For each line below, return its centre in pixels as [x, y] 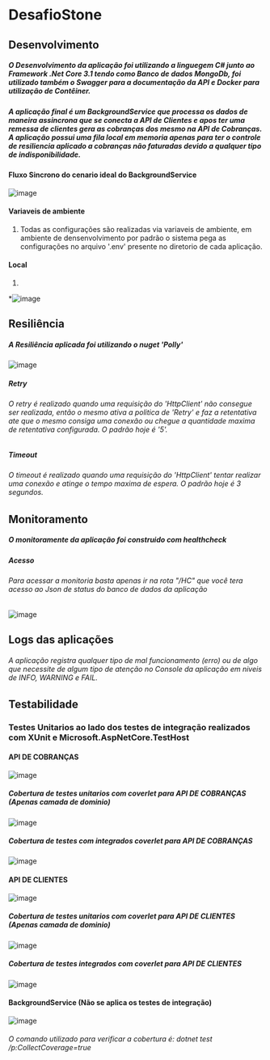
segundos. [26, 492]
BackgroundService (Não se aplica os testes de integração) [110, 1003]
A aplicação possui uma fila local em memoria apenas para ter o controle [135, 137]
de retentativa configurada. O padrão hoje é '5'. [88, 429]
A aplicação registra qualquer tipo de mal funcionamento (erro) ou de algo [133, 660]
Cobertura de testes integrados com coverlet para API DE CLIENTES [125, 964]
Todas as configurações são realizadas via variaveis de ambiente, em [136, 229]
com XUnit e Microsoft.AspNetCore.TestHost [99, 737]
